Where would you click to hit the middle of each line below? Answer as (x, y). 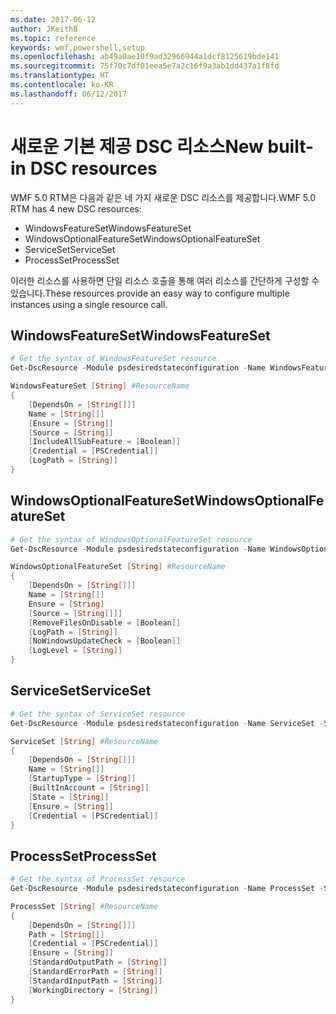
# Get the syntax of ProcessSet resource (98, 879)
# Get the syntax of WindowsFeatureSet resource (113, 359)
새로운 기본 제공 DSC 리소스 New (137, 146)
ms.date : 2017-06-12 (53, 19)
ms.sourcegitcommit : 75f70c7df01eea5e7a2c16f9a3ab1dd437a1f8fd (145, 66)
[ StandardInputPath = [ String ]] (95, 981)
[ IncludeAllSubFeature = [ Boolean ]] (105, 442)
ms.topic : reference (53, 38)
